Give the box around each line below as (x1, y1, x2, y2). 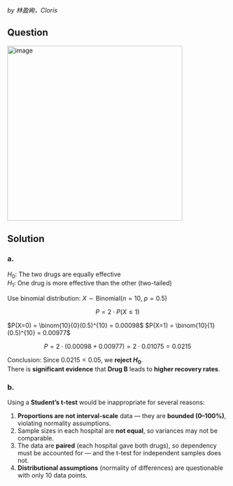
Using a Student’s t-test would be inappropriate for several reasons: (7, 398, 205, 407)
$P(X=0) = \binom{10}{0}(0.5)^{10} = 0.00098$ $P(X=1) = (7, 321, 174, 330)
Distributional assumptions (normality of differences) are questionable (17, 464, 224, 472)
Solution (7, 233, 45, 245)
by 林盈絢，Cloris (7, 6, 58, 14)
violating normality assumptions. (17, 419, 112, 428)
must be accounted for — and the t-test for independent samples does (17, 449, 222, 457)
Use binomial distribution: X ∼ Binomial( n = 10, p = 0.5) (7, 294, 168, 303)
